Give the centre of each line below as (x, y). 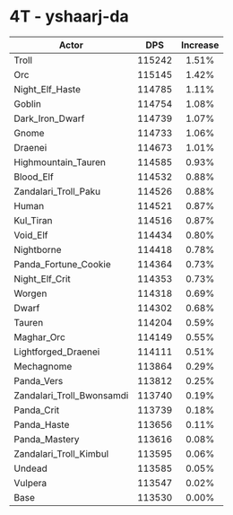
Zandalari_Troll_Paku (57, 191)
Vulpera (30, 483)
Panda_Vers (39, 380)
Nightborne (38, 249)
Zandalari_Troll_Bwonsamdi (71, 395)
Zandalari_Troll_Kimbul (61, 453)
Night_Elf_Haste (47, 89)
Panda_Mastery (47, 439)
